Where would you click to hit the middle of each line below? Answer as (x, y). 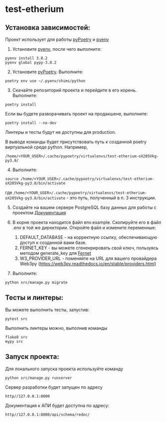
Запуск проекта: (32, 357)
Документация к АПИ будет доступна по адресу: (57, 405)
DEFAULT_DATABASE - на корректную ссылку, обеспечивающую (88, 237)
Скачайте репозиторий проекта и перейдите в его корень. (75, 90)
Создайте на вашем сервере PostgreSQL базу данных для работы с (84, 207)
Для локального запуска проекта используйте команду (64, 369)
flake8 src (16, 337)
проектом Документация (39, 213)
